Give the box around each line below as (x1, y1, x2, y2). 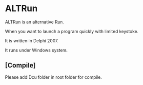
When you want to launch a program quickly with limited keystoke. (5, 28, 139, 34)
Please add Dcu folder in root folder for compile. (5, 74, 102, 80)
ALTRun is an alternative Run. (5, 19, 64, 25)
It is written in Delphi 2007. (5, 37, 59, 44)
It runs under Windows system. (5, 47, 68, 53)
